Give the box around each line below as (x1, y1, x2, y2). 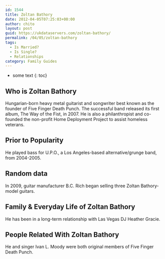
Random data (5, 169, 48, 178)
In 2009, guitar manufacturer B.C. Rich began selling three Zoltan (5, 183, 140, 189)
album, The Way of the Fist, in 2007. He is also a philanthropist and (5, 111, 143, 117)
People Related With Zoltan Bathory (5, 230, 119, 239)
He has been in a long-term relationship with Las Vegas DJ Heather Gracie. (5, 216, 160, 222)
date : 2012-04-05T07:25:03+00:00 (5, 17, 75, 22)
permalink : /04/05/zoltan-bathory (5, 36, 78, 41)
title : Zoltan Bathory (5, 12, 53, 17)
